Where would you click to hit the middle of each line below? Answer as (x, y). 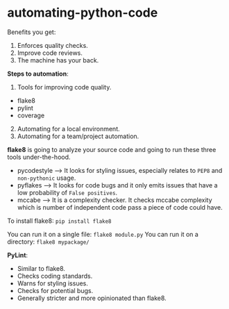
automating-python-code (83, 13)
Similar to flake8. (41, 268)
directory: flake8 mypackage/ (49, 242)
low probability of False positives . (67, 192)
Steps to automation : (38, 74)
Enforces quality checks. (52, 45)
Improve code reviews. (50, 53)
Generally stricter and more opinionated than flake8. (92, 298)
